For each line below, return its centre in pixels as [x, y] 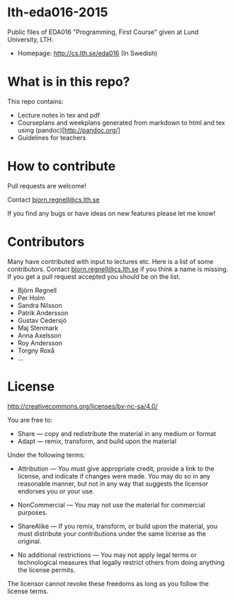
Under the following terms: [46, 454]
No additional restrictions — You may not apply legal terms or [107, 555]
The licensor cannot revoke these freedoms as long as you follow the [108, 583]
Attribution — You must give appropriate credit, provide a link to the [116, 469]
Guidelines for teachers [52, 137]
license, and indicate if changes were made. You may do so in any [114, 476]
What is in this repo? [69, 82]
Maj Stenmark [38, 328]
